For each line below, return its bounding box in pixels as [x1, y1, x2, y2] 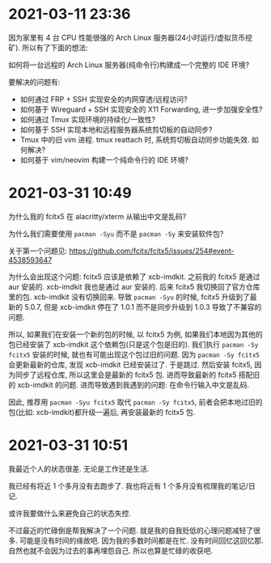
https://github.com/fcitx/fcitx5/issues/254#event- [68, 246, 235, 256]
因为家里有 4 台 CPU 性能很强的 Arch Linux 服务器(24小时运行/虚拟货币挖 [8, 32, 253, 42]
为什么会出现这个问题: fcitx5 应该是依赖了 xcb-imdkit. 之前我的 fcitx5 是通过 [8, 272, 260, 281]
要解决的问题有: [8, 77, 61, 87]
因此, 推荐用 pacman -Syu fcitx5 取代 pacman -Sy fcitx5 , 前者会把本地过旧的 [8, 397, 263, 407]
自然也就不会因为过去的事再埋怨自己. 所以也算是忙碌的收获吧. [8, 545, 214, 555]
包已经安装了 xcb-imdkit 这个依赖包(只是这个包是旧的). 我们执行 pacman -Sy [8, 339, 259, 349]
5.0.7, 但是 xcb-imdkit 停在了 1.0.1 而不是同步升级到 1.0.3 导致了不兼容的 [23, 302, 262, 311]
